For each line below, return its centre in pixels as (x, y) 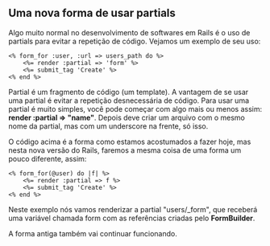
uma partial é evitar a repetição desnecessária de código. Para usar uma (129, 100)
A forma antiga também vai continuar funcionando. (93, 233)
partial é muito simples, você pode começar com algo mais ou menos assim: (135, 109)
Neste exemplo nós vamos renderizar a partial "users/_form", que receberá (133, 209)
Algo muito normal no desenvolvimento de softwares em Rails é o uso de (129, 32)
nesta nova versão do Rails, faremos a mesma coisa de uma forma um (125, 150)
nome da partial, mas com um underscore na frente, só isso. (108, 126)
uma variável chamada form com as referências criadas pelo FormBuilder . (132, 218)
